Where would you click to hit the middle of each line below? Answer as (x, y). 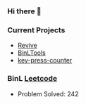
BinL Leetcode (32, 79)
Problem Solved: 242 (48, 93)
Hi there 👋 (25, 11)
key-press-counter (45, 60)
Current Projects (36, 30)
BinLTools (31, 53)
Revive (27, 46)
